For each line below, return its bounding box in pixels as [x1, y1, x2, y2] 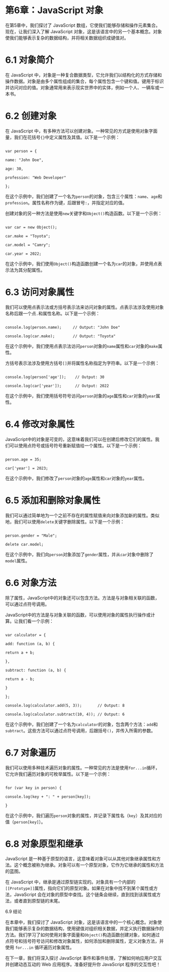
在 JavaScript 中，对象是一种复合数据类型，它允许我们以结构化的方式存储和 [5, 71, 162, 78]
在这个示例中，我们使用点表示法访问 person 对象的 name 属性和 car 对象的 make [5, 343, 158, 349]
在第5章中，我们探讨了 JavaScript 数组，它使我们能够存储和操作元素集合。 [5, 22, 160, 28]
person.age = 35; [5, 457, 42, 462]
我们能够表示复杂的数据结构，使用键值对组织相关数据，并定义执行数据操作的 [5, 926, 164, 932]
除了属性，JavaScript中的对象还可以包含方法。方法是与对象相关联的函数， [5, 594, 160, 601]
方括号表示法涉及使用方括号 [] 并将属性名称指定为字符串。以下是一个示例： [5, 360, 160, 366]
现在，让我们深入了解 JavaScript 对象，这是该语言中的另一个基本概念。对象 [5, 28, 162, 34]
